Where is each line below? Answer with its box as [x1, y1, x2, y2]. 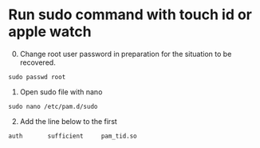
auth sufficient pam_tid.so [8, 132, 137, 140]
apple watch [8, 22, 92, 41]
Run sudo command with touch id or [8, 6, 253, 24]
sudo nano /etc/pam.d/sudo [8, 102, 98, 110]
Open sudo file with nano [19, 86, 103, 97]
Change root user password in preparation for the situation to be [19, 49, 232, 58]
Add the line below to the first [19, 116, 117, 126]
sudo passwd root [8, 73, 66, 81]
